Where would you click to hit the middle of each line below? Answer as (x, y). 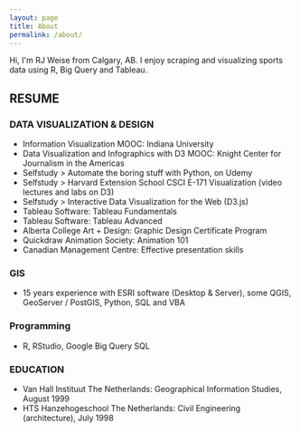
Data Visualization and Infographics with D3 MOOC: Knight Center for (152, 154)
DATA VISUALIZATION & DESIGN (82, 124)
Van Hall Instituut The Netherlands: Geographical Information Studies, (152, 389)
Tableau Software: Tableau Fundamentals (100, 211)
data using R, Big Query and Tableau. (79, 70)
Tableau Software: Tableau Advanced (92, 221)
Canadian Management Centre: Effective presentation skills (133, 250)
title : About (34, 26)
